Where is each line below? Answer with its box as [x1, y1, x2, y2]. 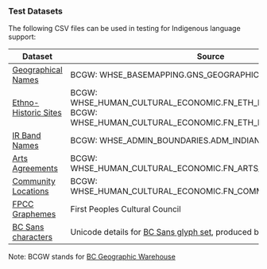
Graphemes [12, 209, 56, 220]
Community [12, 176, 56, 187]
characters [12, 232, 53, 243]
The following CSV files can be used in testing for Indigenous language [8, 24, 241, 33]
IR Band [12, 130, 41, 141]
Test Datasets [8, 6, 64, 17]
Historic [12, 107, 42, 119]
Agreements [12, 163, 58, 174]
